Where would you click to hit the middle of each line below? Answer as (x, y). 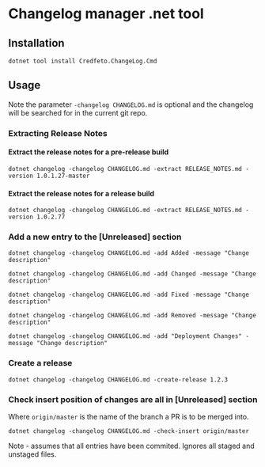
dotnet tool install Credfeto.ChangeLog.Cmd (83, 61)
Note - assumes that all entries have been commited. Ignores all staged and (131, 446)
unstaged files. (32, 454)
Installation (36, 43)
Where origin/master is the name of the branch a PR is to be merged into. (129, 417)
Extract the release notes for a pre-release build (89, 152)
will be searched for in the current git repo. (78, 112)
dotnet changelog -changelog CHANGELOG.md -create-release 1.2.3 (118, 380)
